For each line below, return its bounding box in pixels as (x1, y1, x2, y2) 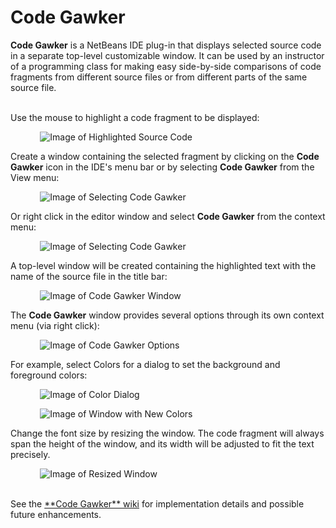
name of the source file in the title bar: (10, 270, 168, 282)
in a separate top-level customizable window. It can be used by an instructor (10, 49, 325, 61)
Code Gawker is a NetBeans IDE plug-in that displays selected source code (10, 39, 322, 51)
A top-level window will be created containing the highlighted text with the (10, 259, 317, 271)
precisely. (10, 448, 51, 460)
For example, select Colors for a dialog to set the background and (10, 358, 281, 370)
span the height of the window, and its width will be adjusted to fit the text (10, 437, 315, 450)
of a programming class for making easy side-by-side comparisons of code (10, 60, 322, 72)
